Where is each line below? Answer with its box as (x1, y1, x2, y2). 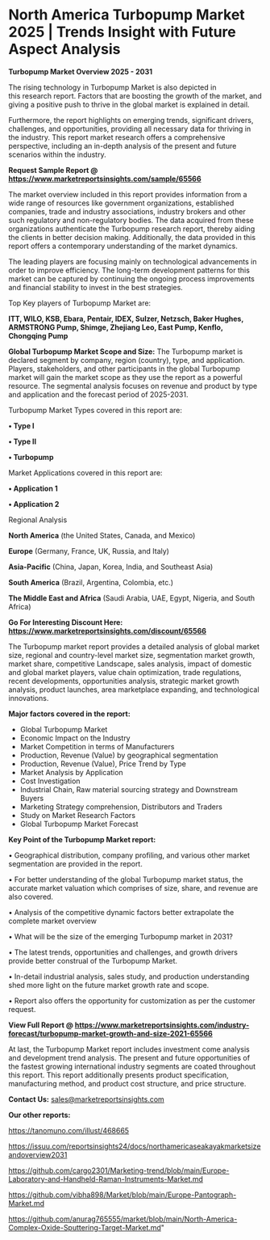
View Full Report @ (8, 1020, 74, 1030)
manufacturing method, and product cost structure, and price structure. (8, 1078, 247, 1088)
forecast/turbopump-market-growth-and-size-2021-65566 (8, 1028, 214, 1038)
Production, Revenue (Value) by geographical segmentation (19, 750, 219, 760)
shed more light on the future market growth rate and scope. (8, 980, 210, 989)
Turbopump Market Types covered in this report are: (8, 405, 183, 415)
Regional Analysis (8, 515, 68, 525)
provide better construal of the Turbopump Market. (8, 955, 178, 965)
